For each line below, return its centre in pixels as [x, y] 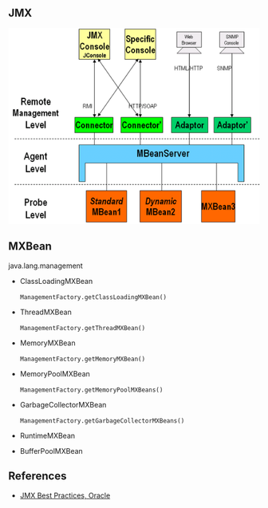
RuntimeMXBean [47, 435]
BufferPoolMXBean [51, 451]
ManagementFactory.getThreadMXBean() [83, 328]
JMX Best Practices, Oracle [65, 495]
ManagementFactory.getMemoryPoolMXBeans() [91, 390]
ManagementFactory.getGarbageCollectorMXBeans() [102, 421]
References [37, 476]
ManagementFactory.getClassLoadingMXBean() [93, 297]
